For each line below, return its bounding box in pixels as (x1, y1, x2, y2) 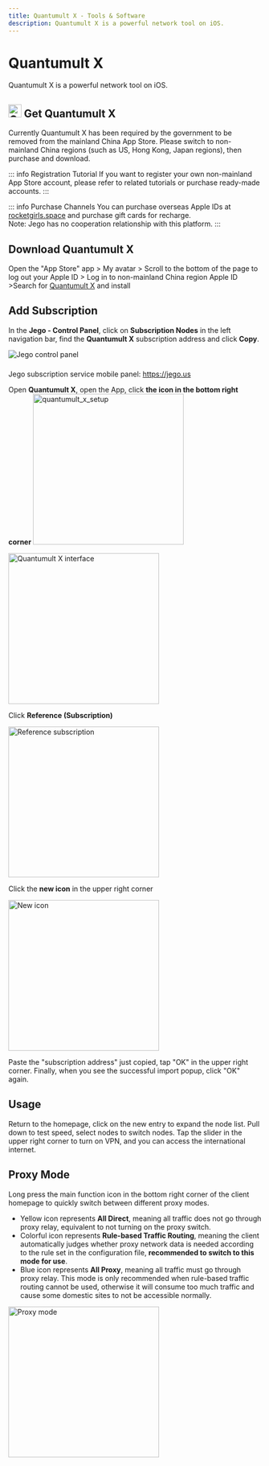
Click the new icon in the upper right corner (8, 884, 154, 893)
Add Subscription (8, 304, 98, 318)
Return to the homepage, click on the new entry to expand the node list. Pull (8, 1119, 260, 1128)
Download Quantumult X (8, 242, 134, 256)
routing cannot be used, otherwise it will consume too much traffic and (19, 1282, 255, 1291)
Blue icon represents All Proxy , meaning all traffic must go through (19, 1264, 242, 1275)
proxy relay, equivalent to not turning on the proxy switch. (19, 1222, 211, 1231)
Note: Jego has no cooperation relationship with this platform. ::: (8, 219, 221, 229)
